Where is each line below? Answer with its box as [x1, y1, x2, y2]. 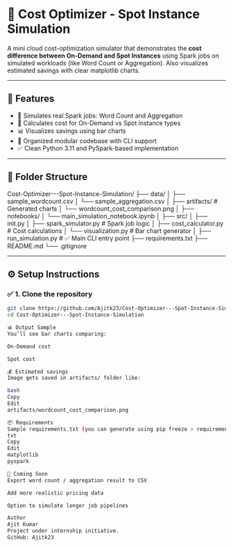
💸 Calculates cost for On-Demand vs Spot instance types [17, 118, 181, 127]
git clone [7, 305, 36, 312]
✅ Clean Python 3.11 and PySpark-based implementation [17, 144, 179, 152]
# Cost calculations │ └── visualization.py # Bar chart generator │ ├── [7, 226, 212, 235]
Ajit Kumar [7, 521, 39, 528]
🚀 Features [7, 93, 55, 105]
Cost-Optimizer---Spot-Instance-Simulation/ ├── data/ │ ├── [7, 189, 186, 198]
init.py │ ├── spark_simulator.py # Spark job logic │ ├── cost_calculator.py [7, 219, 224, 227]
